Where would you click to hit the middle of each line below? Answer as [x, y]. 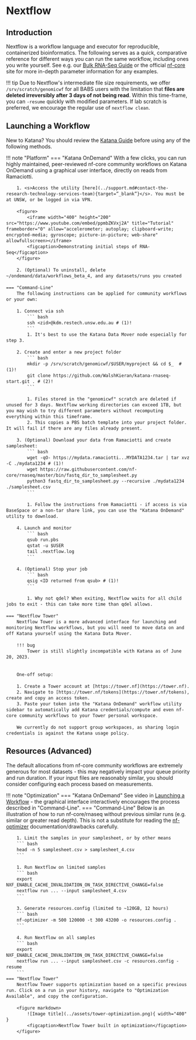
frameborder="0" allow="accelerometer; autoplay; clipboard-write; [90, 229]
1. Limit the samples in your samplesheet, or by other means [94, 838]
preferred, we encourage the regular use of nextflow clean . [78, 108]
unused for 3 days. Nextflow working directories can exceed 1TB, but [94, 405]
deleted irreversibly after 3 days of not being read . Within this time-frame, [97, 95]
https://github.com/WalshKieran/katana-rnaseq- [112, 375]
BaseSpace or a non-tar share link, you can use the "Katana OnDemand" [95, 510]
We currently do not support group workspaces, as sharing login [98, 727]
